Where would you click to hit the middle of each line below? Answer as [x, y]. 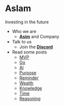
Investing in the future [27, 22]
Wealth [26, 83]
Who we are [24, 31]
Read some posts [29, 52]
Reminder [29, 78]
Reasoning [30, 98]
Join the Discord [36, 47]
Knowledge [31, 88]
